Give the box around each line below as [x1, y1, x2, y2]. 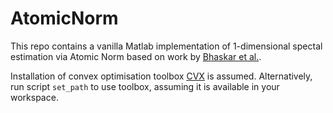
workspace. [10, 91, 59, 103]
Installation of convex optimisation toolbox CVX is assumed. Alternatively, [10, 70, 313, 82]
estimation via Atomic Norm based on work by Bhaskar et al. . [10, 50, 262, 62]
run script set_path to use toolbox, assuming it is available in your [10, 80, 280, 92]
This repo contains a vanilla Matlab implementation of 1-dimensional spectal [10, 40, 323, 52]
